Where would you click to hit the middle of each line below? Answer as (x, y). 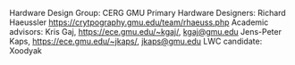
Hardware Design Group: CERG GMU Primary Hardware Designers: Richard (147, 13)
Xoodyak (25, 51)
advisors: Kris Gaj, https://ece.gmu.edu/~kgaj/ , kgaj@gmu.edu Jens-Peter (145, 32)
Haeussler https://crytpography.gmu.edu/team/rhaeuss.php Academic (139, 22)
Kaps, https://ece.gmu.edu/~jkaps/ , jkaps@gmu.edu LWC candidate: (136, 41)
